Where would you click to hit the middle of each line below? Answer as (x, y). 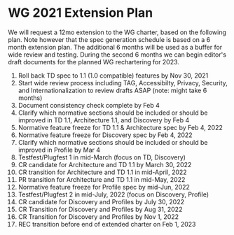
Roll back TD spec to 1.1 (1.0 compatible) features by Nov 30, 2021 (113, 76)
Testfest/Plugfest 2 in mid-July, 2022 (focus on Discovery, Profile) (113, 194)
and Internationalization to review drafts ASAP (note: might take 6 (112, 90)
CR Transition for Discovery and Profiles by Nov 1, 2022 (98, 216)
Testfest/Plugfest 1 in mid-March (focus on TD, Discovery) (102, 157)
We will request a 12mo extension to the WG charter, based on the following (117, 32)
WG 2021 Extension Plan (81, 13)
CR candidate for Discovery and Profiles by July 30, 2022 (101, 201)
